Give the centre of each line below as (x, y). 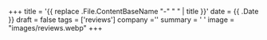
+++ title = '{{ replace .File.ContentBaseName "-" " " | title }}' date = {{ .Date (133, 11)
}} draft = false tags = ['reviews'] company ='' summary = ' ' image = (122, 20)
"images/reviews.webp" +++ (55, 28)
